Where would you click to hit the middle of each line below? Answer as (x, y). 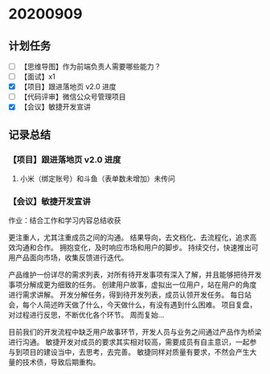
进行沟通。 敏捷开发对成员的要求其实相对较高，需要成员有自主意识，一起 (129, 342)
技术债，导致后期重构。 (61, 362)
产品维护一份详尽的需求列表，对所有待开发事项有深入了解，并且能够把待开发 (135, 275)
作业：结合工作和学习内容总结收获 (65, 220)
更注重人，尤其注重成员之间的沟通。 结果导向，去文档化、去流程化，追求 (129, 237)
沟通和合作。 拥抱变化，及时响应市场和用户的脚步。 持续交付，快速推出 (133, 248)
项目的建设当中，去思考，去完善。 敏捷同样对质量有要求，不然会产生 (136, 352)
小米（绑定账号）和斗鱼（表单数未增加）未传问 (97, 179)
